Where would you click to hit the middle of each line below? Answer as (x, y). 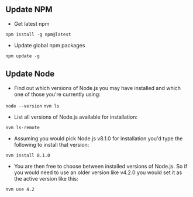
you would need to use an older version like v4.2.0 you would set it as (98, 172)
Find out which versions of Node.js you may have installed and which (97, 88)
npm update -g (23, 56)
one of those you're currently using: (57, 94)
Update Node (30, 74)
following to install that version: (51, 144)
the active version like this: (46, 178)
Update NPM (29, 10)
